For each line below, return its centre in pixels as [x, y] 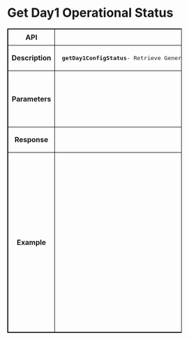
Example [31, 242]
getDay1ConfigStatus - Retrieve [112, 58]
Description [31, 58]
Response [31, 140]
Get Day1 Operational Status [90, 13]
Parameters [31, 99]
